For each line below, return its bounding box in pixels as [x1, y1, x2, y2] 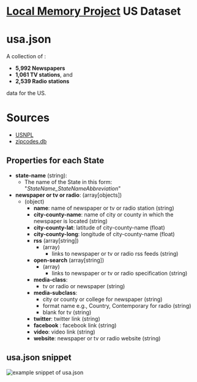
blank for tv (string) [42, 308, 92, 316]
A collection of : [6, 53, 46, 60]
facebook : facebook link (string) [33, 321, 117, 329]
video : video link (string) [33, 328, 96, 335]
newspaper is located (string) [33, 217, 108, 224]
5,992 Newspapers [15, 64, 65, 72]
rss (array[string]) [33, 237, 79, 244]
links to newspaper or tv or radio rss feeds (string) [51, 250, 179, 257]
